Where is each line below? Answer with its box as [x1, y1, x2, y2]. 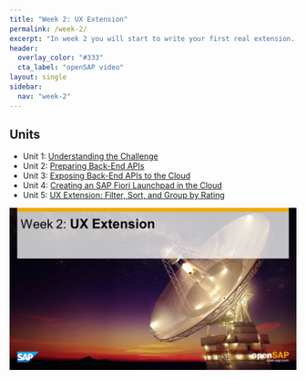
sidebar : [9, 82, 43, 91]
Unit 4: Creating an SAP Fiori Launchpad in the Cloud [22, 180, 223, 191]
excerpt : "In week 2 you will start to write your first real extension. [9, 34, 296, 43]
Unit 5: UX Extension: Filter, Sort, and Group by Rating [22, 190, 225, 201]
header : [9, 44, 39, 53]
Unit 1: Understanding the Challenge [22, 151, 158, 162]
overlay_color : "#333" [17, 53, 104, 63]
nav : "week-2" [17, 91, 71, 100]
